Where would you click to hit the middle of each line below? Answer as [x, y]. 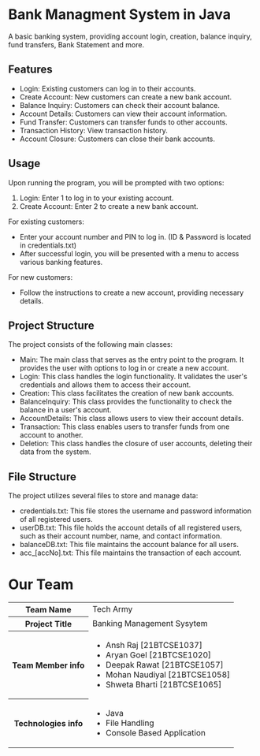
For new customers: [41, 277]
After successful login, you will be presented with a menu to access [129, 253]
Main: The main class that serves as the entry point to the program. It [132, 359]
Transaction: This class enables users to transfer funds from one [124, 426]
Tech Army [112, 609]
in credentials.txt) [48, 245]
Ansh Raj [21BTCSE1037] [154, 645]
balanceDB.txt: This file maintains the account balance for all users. [129, 545]
